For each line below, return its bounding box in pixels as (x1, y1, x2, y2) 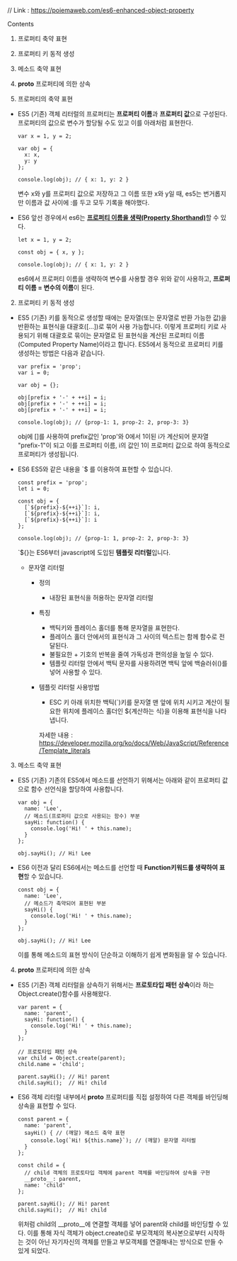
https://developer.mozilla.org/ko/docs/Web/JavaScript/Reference (38, 739, 229, 747)
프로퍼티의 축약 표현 (17, 95, 73, 103)
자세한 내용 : (38, 731, 73, 739)
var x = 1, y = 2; (17, 133, 72, 140)
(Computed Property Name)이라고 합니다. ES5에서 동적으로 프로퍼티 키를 (17, 340, 224, 348)
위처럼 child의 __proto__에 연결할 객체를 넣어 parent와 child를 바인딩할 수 (17, 1220, 221, 1228)
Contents (7, 20, 34, 28)
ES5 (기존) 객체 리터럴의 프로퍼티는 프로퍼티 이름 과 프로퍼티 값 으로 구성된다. (17, 110, 228, 118)
